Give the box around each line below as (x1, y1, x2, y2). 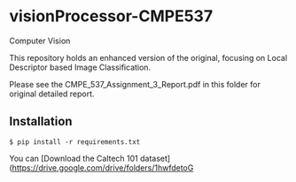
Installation (9, 114, 73, 129)
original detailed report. (9, 88, 95, 99)
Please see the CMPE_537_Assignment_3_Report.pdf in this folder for (9, 79, 261, 89)
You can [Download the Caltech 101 (9, 153, 139, 163)
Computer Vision (9, 35, 71, 46)
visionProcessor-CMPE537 (9, 6, 214, 27)
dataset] (140, 153, 171, 163)
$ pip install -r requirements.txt (9, 137, 141, 147)
